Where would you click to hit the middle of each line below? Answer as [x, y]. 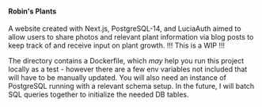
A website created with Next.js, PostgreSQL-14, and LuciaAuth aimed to [125, 29]
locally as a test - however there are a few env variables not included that [128, 69]
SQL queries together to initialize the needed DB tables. [99, 94]
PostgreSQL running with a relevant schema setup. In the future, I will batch [131, 86]
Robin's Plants [32, 11]
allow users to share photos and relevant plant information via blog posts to [131, 37]
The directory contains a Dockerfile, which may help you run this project [126, 61]
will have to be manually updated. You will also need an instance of [118, 78]
